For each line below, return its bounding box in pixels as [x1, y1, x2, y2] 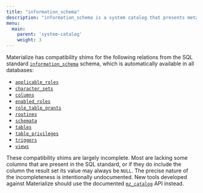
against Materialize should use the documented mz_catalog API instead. [6, 180, 184, 187]
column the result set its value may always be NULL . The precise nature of [6, 167, 188, 174]
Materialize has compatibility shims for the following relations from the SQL [6, 54, 193, 61]
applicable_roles [14, 79, 59, 85]
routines [14, 111, 37, 117]
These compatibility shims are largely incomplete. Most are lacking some [6, 154, 188, 161]
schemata [14, 118, 37, 124]
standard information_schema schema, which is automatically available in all [6, 60, 195, 67]
